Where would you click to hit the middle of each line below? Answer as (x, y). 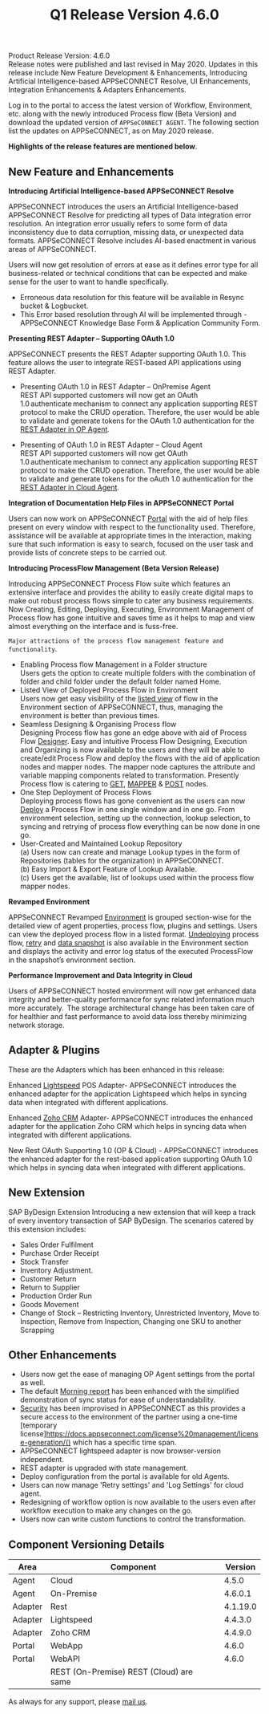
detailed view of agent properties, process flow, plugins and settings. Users (133, 926)
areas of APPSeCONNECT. (52, 249)
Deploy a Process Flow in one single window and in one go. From (127, 809)
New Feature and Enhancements (91, 171)
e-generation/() (45, 1443)
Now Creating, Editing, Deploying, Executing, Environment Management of (131, 609)
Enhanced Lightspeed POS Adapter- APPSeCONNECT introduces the (122, 1085)
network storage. (37, 1025)
